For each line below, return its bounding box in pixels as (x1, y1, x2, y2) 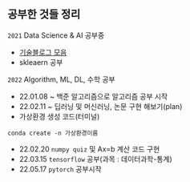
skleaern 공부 (18, 57, 63, 67)
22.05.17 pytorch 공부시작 (18, 164, 102, 174)
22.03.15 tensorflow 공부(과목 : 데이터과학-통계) (18, 154, 173, 164)
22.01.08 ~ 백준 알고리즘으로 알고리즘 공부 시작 (18, 91, 168, 101)
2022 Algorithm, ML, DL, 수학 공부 (7, 75, 115, 84)
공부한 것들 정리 (7, 7, 81, 22)
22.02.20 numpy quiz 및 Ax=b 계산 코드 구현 (18, 144, 160, 154)
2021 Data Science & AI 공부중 (7, 30, 105, 40)
